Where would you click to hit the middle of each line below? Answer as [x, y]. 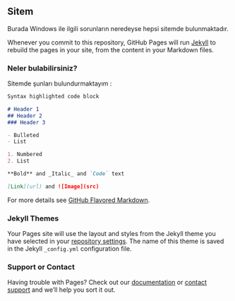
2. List [19, 161]
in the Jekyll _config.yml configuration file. [70, 249]
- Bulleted [23, 135]
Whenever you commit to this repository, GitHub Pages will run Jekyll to [112, 42]
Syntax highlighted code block [53, 97]
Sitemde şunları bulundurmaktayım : [60, 83]
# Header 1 [23, 109]
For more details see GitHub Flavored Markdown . [79, 200]
